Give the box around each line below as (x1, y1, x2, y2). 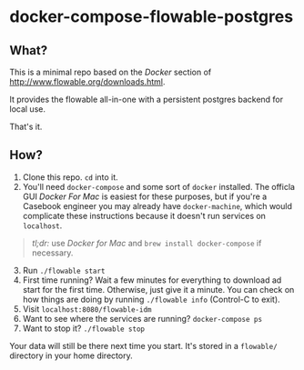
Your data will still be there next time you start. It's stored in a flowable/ (9, 340, 278, 351)
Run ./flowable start (22, 265, 106, 275)
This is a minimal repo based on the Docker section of (9, 66, 212, 77)
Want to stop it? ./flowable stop (22, 323, 146, 334)
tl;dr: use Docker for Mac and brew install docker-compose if (31, 237, 262, 248)
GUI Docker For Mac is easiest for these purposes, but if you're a (22, 191, 268, 202)
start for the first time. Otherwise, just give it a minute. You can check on (22, 284, 295, 295)
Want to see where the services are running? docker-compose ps (22, 313, 262, 324)
